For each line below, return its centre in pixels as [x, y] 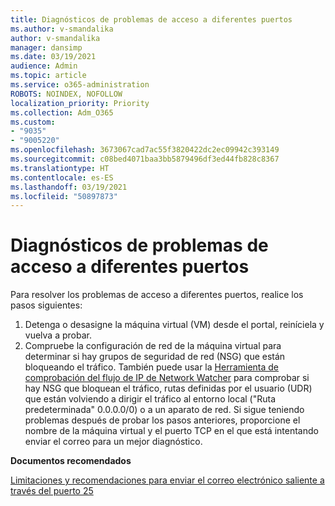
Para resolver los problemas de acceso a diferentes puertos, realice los [157, 295]
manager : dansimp [46, 47]
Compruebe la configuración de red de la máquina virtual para [153, 346]
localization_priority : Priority [80, 103]
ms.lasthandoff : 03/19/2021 [69, 187]
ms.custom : [33, 122]
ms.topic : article [48, 76]
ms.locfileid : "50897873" [64, 196]
